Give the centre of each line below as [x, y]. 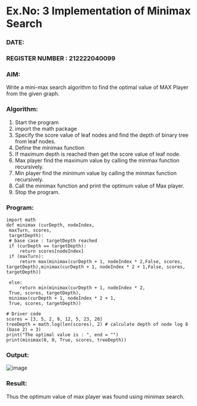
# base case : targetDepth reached [53, 241]
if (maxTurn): [26, 256]
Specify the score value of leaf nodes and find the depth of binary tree [102, 135]
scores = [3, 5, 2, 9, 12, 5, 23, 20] [54, 319]
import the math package [46, 128]
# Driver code [24, 314]
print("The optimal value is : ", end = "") [62, 335]
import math [21, 220]
